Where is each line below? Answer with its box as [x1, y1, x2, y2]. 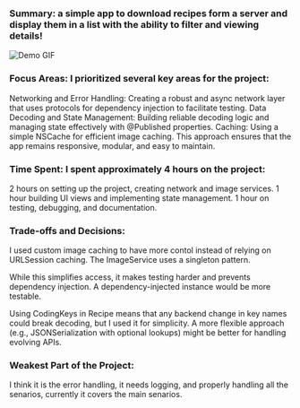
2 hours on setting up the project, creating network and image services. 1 [9, 183, 279, 194]
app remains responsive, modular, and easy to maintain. [9, 140, 216, 151]
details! [9, 30, 43, 42]
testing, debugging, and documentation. [9, 202, 158, 213]
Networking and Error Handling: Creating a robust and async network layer [9, 92, 286, 103]
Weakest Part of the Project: [9, 360, 134, 372]
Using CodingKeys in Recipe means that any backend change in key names [9, 308, 287, 319]
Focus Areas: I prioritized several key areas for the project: [9, 73, 270, 85]
